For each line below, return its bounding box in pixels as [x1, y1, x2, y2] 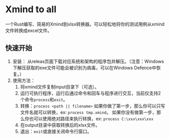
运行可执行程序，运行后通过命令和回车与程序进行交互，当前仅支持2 [20, 90, 161, 96]
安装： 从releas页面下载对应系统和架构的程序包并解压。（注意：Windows [12, 58, 164, 64]
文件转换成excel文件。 [5, 27, 52, 34]
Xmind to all [5, 4, 57, 15]
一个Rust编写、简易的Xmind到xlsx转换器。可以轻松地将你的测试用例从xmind [5, 21, 165, 27]
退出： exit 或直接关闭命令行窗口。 [20, 128, 92, 134]
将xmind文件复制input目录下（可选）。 [20, 84, 99, 90]
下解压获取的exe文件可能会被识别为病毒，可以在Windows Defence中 [12, 65, 156, 71]
